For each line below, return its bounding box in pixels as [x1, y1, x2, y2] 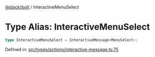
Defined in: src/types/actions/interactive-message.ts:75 [5, 46, 119, 52]
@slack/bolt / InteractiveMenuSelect [5, 4, 79, 10]
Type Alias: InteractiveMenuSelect [5, 22, 150, 32]
